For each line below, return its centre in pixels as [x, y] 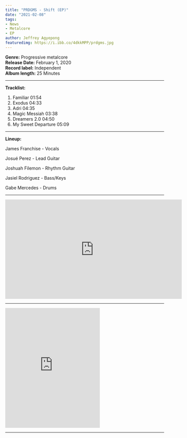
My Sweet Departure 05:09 [41, 124]
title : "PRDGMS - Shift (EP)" [37, 10]
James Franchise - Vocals [32, 148]
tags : [11, 19]
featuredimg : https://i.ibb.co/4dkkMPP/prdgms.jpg [59, 43]
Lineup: [13, 139]
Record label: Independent [33, 68]
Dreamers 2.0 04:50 [34, 119]
